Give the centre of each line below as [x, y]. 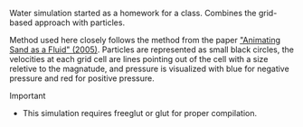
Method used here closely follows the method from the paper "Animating [145, 40]
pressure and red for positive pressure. [82, 78]
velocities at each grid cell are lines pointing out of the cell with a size [139, 59]
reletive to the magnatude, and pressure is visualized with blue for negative [149, 68]
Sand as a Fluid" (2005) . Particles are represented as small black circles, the [151, 50]
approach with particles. [80, 23]
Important [28, 95]
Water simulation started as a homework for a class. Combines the [133, 13]
